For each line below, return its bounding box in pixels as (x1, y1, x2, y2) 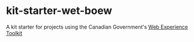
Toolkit (6, 29, 22, 36)
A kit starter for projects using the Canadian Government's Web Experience (6, 23, 188, 30)
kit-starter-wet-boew (6, 4, 113, 17)
